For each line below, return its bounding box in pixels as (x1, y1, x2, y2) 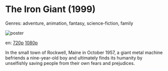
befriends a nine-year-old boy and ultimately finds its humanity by (5, 54, 143, 61)
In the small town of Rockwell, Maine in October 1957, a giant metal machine (5, 49, 163, 55)
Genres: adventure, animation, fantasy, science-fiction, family (5, 20, 134, 26)
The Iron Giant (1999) (5, 4, 96, 15)
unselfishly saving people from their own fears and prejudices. (5, 60, 135, 66)
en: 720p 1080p (5, 39, 38, 46)
